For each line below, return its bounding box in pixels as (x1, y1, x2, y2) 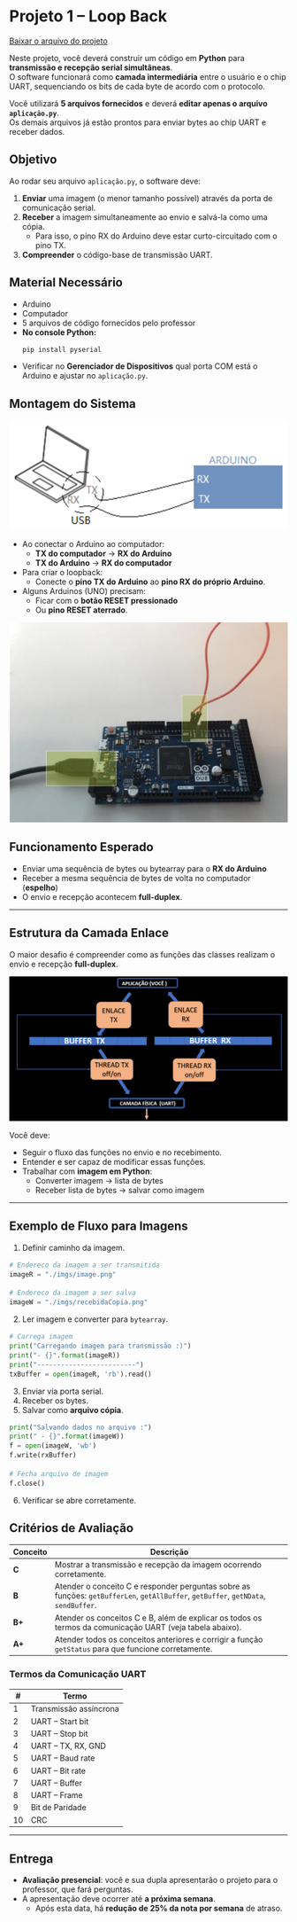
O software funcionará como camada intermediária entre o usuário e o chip (9, 71, 286, 82)
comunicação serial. (21, 202, 96, 213)
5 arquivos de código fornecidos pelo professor (21, 317, 196, 328)
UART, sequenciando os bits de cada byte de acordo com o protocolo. (9, 81, 265, 91)
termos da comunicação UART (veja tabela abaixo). (54, 1621, 242, 1632)
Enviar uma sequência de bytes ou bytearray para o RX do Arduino (21, 863, 267, 874)
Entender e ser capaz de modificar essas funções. (21, 1156, 206, 1167)
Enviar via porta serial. (21, 1386, 104, 1396)
